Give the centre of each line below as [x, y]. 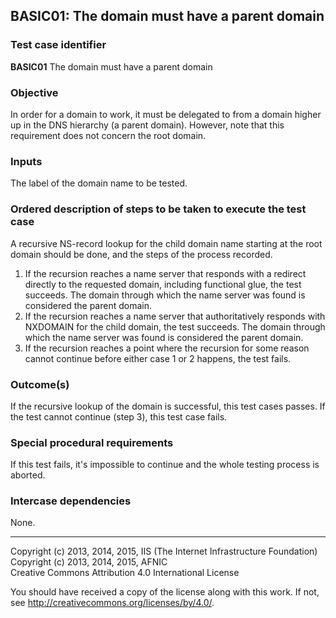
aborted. [28, 475]
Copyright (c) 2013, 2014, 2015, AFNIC [89, 562]
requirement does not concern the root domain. [108, 135]
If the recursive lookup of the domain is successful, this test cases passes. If [168, 406]
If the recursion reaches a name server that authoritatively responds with [175, 316]
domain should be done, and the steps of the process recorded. [141, 254]
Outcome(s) [40, 384]
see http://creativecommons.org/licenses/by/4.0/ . [112, 603]
